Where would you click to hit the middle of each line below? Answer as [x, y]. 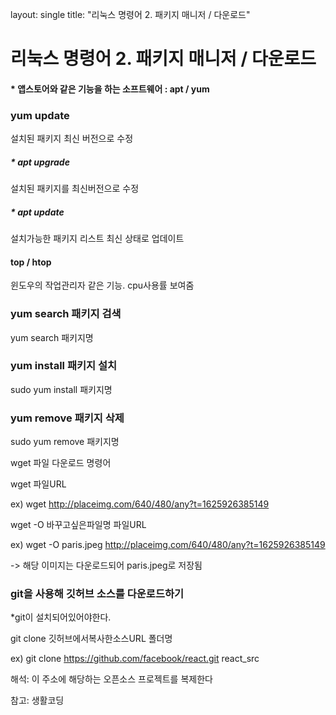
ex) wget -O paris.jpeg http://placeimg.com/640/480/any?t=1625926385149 [168, 545]
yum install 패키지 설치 [64, 366]
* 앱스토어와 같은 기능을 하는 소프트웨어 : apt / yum [110, 89]
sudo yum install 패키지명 [61, 389]
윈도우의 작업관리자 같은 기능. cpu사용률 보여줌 [102, 285]
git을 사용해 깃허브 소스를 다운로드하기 [97, 594]
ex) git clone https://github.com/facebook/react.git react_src [135, 659]
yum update [40, 115]
